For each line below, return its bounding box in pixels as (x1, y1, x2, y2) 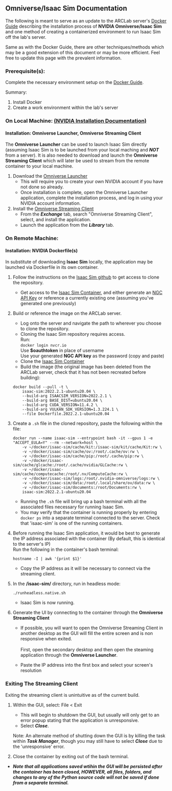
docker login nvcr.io (20, 343, 67, 348)
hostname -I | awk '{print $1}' (12, 557, 82, 562)
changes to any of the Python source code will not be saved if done (12, 774, 160, 780)
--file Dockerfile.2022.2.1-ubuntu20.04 (22, 412, 110, 417)
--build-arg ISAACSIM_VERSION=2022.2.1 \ (22, 394, 112, 399)
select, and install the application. (20, 217, 91, 223)
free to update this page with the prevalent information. (5, 55, 122, 61)
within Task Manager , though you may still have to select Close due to (12, 738, 163, 744)
